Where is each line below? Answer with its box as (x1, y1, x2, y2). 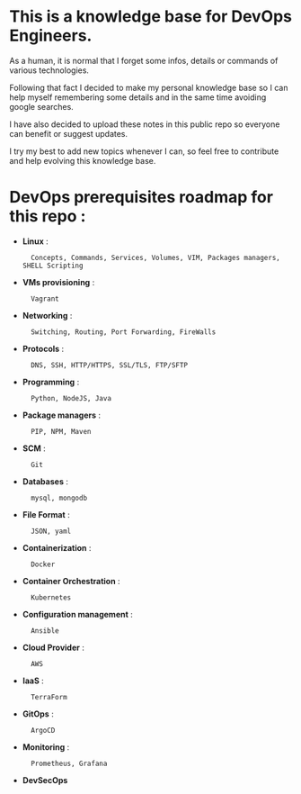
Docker (31, 560, 56, 569)
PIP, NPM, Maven (31, 427, 92, 436)
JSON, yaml (31, 527, 72, 536)
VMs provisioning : (22, 276, 95, 287)
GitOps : (22, 708, 54, 719)
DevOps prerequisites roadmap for (9, 187, 274, 208)
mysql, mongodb (31, 493, 88, 502)
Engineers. (9, 25, 93, 46)
